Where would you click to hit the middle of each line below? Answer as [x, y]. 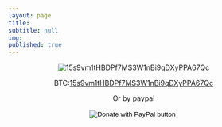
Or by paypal [134, 98]
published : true [35, 45]
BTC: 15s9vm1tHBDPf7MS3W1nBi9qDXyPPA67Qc [134, 83]
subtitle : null [33, 30]
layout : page [30, 15]
